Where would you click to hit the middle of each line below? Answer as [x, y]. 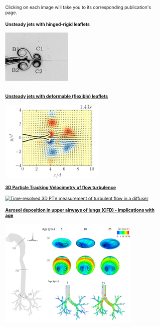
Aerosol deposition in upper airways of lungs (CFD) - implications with [80, 210]
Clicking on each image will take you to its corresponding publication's [78, 7]
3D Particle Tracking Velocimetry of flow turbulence [61, 187]
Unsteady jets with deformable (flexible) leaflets [57, 96]
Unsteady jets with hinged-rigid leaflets [48, 24]
